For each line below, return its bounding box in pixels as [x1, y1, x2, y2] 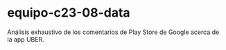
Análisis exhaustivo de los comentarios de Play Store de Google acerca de [7, 28, 220, 36]
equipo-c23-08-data [7, 5, 130, 21]
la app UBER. [7, 35, 45, 43]
